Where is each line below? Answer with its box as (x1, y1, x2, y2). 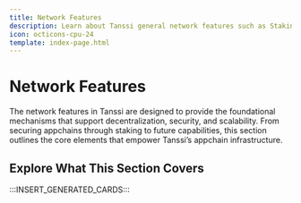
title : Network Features (9, 13, 102, 22)
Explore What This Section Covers (9, 160, 204, 175)
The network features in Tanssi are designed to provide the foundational (9, 106, 276, 117)
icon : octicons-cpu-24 (9, 30, 94, 38)
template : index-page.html (9, 38, 110, 47)
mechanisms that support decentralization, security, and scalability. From (9, 115, 279, 126)
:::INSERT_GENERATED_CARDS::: (9, 184, 130, 195)
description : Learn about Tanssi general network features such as (9, 21, 267, 30)
